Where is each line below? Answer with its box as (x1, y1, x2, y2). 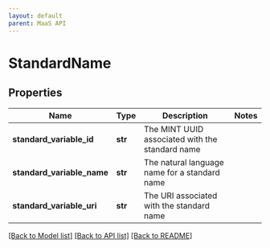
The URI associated (143, 190, 218, 201)
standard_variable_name (12, 167, 108, 178)
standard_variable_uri (12, 200, 97, 211)
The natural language (143, 156, 225, 167)
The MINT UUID (143, 123, 204, 134)
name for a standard (143, 167, 221, 178)
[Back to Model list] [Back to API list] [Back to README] (8, 230, 193, 240)
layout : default (8, 11, 63, 20)
